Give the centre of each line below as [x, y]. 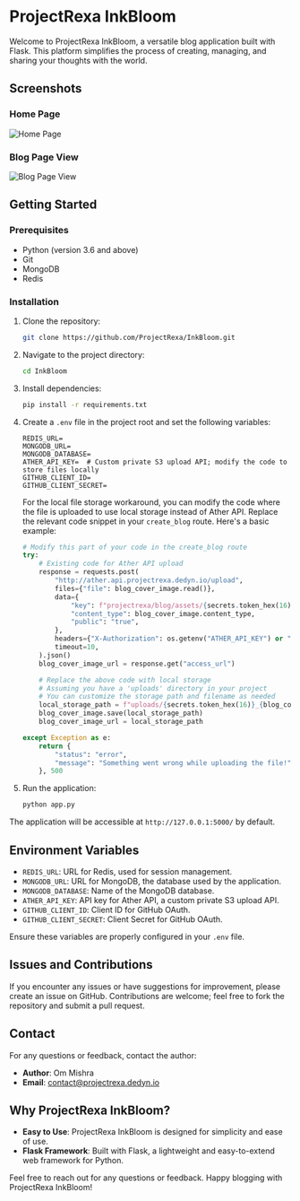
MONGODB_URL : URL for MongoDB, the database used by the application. [152, 881]
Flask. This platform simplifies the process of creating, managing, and [138, 50]
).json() [55, 655]
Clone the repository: [61, 321]
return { [55, 746]
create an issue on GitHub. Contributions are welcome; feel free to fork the [147, 996]
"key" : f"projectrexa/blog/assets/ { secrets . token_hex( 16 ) [181, 605]
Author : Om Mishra [58, 1073]
